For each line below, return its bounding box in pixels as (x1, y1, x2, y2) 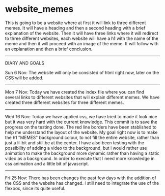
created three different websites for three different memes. (5, 99, 124, 105)
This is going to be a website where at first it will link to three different (5, 20, 146, 26)
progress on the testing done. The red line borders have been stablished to (5, 124, 157, 130)
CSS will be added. (5, 75, 44, 81)
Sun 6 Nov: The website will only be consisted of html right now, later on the (5, 69, 160, 75)
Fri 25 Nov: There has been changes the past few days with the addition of (5, 175, 156, 181)
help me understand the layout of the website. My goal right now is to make (5, 129, 158, 135)
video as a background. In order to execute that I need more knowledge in (5, 155, 155, 161)
